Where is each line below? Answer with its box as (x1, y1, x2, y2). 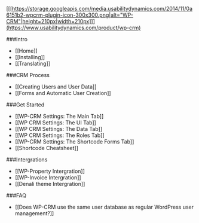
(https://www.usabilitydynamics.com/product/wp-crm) (6, 24, 141, 31)
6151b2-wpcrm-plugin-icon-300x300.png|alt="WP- (6, 11, 133, 19)
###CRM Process (6, 72, 50, 78)
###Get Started (6, 101, 45, 108)
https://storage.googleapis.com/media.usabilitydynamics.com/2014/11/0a (11, 5, 193, 12)
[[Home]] (14, 47, 38, 54)
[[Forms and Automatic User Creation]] (14, 90, 112, 96)
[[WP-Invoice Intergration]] (14, 174, 82, 181)
